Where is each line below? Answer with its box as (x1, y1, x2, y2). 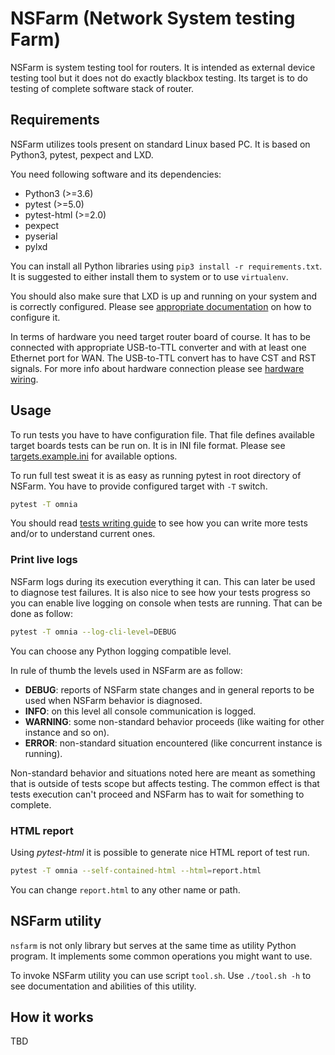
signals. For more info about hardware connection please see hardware (10, 362, 305, 374)
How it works (10, 1008, 94, 1026)
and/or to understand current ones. (10, 528, 156, 540)
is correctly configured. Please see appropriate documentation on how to (10, 300, 312, 312)
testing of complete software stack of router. (10, 82, 195, 94)
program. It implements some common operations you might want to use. (10, 950, 313, 962)
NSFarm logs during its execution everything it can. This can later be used (10, 575, 316, 587)
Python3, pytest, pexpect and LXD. (10, 148, 154, 161)
